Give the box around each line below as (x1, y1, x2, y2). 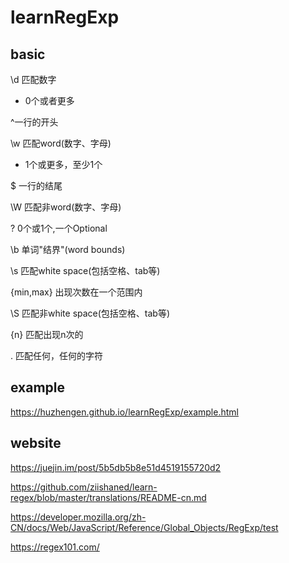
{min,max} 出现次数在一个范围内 (10, 286, 143, 298)
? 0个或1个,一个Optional (10, 222, 108, 234)
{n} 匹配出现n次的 (10, 329, 84, 340)
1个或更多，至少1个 (24, 159, 103, 170)
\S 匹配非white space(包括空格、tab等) (10, 307, 171, 319)
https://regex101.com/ (10, 541, 100, 553)
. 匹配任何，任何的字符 (10, 350, 103, 361)
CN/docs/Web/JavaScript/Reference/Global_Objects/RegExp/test (10, 521, 279, 533)
